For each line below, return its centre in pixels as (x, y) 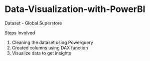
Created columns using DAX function (50, 47)
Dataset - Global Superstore (33, 23)
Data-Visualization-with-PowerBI (75, 9)
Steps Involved (20, 32)
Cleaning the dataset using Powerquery (52, 42)
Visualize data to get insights (41, 53)
